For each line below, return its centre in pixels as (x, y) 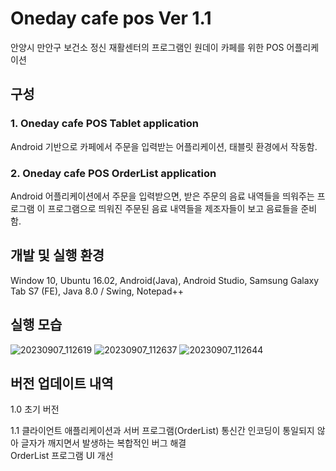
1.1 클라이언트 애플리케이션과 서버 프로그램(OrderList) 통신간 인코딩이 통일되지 (162, 431)
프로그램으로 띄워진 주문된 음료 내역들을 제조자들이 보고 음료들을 (173, 208)
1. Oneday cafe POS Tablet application (105, 124)
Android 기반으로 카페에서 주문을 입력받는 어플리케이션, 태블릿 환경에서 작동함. (164, 146)
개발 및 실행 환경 (57, 255)
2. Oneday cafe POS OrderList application (113, 173)
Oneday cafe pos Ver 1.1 (111, 18)
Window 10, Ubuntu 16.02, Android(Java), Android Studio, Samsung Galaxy (165, 280)
